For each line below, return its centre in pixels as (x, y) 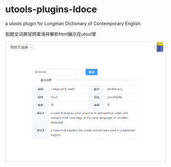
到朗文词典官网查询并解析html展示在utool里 (51, 34)
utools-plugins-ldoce (51, 9)
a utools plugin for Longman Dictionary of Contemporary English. (74, 23)
